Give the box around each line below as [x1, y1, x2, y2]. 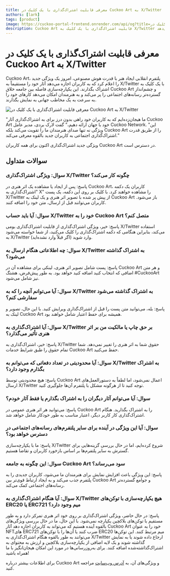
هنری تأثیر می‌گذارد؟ [6, 330, 50, 337]
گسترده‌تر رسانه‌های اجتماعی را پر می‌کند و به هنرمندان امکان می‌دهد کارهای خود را [6, 91, 161, 97]
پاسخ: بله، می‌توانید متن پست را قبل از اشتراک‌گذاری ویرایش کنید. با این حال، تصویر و [6, 306, 165, 312]
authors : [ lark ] [6, 12, 40, 17]
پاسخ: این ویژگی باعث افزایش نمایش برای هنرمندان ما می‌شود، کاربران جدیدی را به [6, 472, 162, 478]
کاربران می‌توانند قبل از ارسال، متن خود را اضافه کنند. [6, 199, 106, 205]
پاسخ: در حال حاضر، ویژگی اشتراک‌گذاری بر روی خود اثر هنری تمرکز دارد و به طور [6, 512, 159, 519]
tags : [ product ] [6, 17, 40, 22]
